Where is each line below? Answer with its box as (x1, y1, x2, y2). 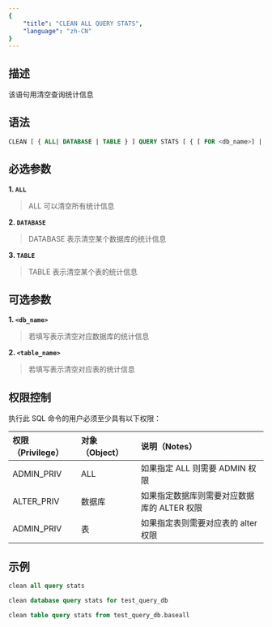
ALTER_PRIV (12, 496, 60, 507)
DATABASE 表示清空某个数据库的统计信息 (28, 234, 167, 243)
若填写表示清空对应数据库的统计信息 (28, 332, 150, 341)
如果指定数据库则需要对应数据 (140, 490, 255, 501)
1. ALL (8, 184, 27, 194)
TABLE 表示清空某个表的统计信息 (28, 267, 138, 277)
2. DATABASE (8, 217, 46, 227)
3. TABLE (8, 250, 36, 260)
